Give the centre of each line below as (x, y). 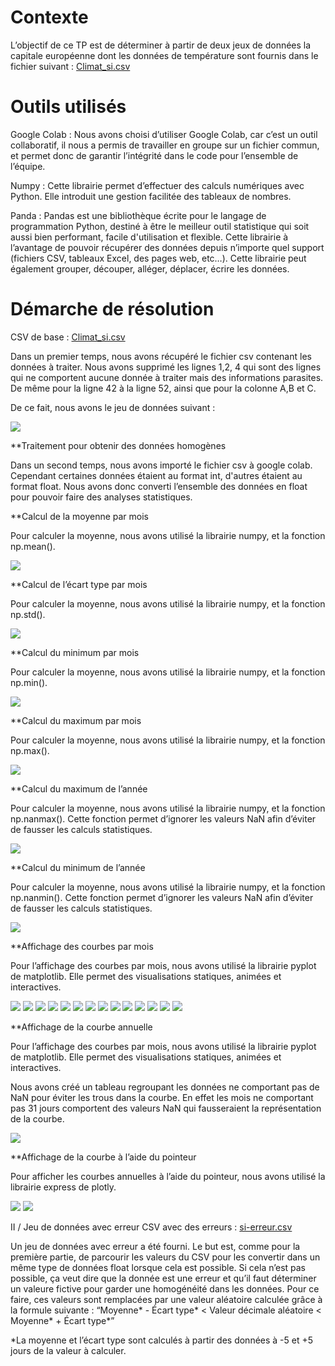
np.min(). (29, 682)
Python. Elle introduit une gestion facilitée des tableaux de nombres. (151, 196)
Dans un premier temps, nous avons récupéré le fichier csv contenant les (161, 356)
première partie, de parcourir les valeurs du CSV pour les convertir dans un (165, 1257)
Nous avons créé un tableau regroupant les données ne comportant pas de (165, 1087)
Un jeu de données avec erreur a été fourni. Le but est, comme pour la (155, 1246)
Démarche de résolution (112, 309)
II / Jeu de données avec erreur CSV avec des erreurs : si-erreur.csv (151, 1227)
